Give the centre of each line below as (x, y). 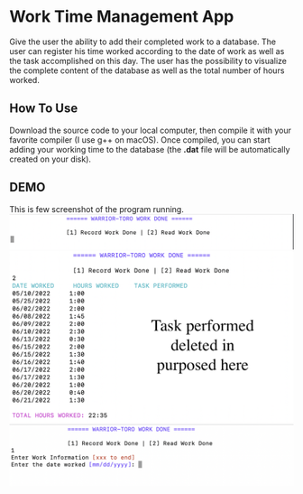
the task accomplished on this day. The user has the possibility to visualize (148, 61)
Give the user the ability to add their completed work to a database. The (143, 42)
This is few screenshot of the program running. (97, 209)
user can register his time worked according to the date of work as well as (147, 51)
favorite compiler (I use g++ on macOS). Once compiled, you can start (140, 140)
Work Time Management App (122, 17)
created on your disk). (50, 159)
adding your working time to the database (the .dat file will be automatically (150, 149)
